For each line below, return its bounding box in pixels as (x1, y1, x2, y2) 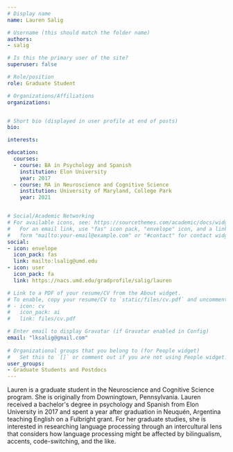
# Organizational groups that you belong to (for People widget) (7, 347, 200, 354)
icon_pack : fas (13, 251, 58, 259)
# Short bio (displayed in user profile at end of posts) (7, 117, 178, 125)
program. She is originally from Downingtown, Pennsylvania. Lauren (7, 393, 201, 401)
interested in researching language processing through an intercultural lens (7, 422, 223, 431)
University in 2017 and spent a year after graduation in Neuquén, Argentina (7, 408, 221, 416)
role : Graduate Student (7, 80, 76, 87)
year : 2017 (19, 175, 51, 182)
